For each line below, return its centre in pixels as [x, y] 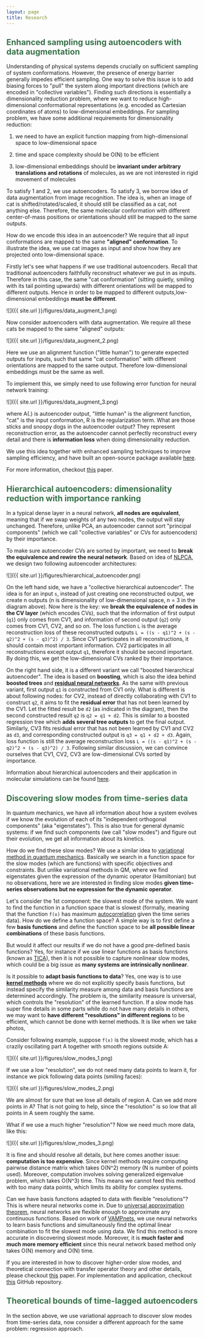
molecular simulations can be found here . [58, 779]
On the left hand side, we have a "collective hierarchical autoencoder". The [100, 587]
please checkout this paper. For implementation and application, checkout [99, 1275]
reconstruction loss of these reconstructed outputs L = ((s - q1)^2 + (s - [101, 632]
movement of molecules [45, 180]
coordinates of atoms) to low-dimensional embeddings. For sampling [93, 112]
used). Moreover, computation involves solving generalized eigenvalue [95, 1174]
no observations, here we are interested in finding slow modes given [93, 883]
